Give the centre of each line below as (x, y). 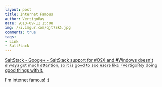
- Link (12, 42)
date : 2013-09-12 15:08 (29, 23)
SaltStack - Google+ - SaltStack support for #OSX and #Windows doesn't (79, 60)
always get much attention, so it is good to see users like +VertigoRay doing (81, 65)
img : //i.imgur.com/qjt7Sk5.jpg (38, 28)
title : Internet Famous (29, 14)
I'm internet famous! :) (27, 80)
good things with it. (24, 70)
